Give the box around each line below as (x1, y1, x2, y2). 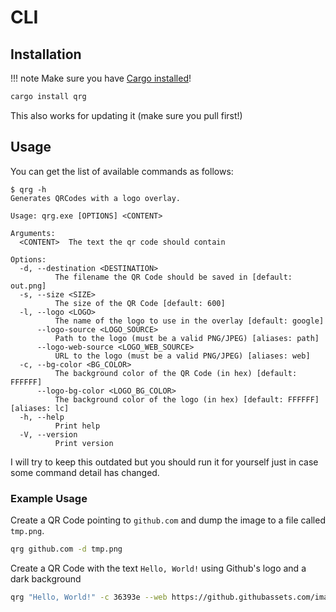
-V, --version (19, 429, 78, 440)
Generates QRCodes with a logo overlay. (10, 193, 182, 203)
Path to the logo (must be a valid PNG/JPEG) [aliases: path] (54, 333, 320, 343)
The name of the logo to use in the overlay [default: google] (54, 316, 325, 326)
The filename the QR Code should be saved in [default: (54, 272, 293, 282)
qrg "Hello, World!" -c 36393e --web (10, 592, 168, 602)
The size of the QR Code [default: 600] (54, 298, 226, 308)
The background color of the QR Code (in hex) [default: (54, 368, 298, 378)
